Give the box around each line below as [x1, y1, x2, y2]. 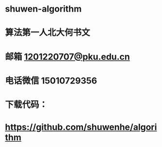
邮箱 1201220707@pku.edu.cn [5, 51, 130, 62]
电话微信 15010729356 [5, 75, 97, 86]
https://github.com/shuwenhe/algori [5, 122, 157, 133]
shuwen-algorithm [5, 3, 82, 15]
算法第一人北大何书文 [5, 27, 91, 38]
